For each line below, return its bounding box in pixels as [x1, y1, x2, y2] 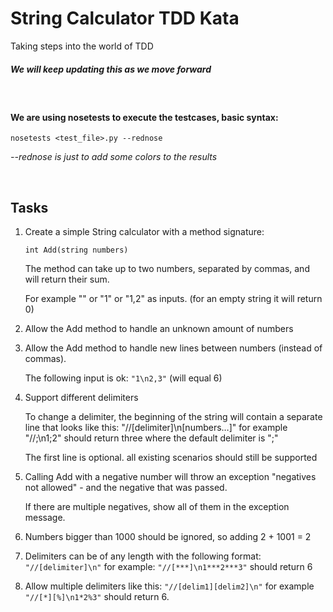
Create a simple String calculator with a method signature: [24, 225, 265, 237]
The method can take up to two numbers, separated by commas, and [24, 262, 310, 274]
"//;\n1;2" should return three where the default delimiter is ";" [24, 432, 279, 444]
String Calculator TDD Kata [10, 7, 240, 30]
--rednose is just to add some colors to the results [10, 151, 218, 163]
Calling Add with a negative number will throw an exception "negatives [24, 470, 317, 482]
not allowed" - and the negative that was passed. [24, 481, 228, 493]
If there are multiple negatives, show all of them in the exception [24, 500, 290, 512]
